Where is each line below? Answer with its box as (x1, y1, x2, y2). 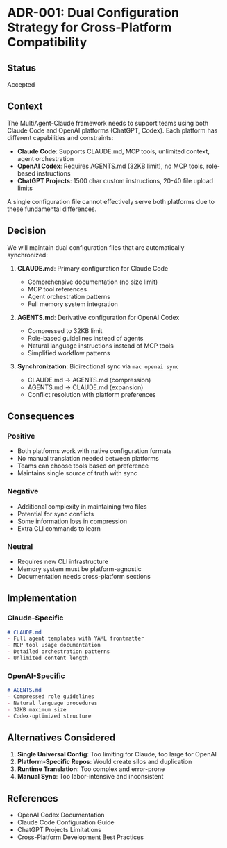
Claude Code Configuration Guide (17, 818, 115, 826)
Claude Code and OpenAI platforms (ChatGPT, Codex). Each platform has (7, 126, 218, 135)
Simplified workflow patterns (27, 348, 110, 357)
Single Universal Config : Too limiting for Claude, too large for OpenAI (17, 750, 217, 758)
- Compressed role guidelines (7, 693, 95, 700)
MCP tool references (27, 285, 87, 293)
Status (7, 62, 37, 74)
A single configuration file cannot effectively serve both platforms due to (7, 197, 215, 205)
